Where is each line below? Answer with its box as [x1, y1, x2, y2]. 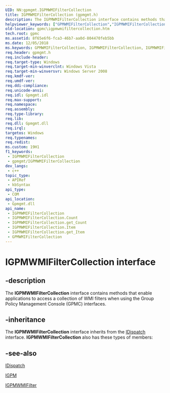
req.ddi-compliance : [5, 83, 49, 88]
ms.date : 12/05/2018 [5, 41, 49, 46]
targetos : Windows [5, 130, 44, 135]
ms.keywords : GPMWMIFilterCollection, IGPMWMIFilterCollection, [5, 45, 144, 50]
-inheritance [5, 316, 46, 324]
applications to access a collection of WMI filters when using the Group [5, 295, 154, 301]
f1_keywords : [5, 149, 33, 155]
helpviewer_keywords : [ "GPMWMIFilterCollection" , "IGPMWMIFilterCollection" [5, 21, 168, 27]
